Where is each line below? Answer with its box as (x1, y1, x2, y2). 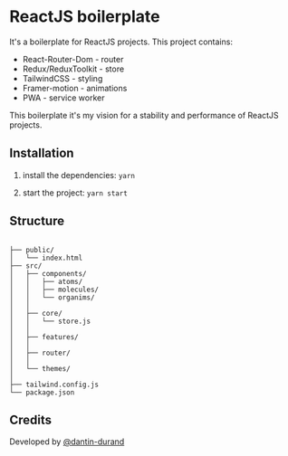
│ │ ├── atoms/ (9, 277, 83, 286)
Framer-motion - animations (22, 82, 128, 93)
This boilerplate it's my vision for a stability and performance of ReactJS (9, 109, 279, 120)
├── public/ (9, 245, 54, 254)
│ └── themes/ (9, 364, 71, 373)
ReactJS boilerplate (9, 6, 160, 27)
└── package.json (9, 387, 75, 397)
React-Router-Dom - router (22, 53, 124, 64)
